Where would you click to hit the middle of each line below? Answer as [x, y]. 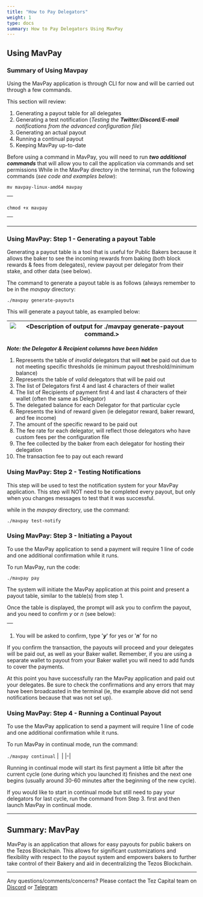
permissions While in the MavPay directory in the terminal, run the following [101, 170]
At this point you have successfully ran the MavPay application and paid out [101, 678]
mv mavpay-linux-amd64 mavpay [45, 187]
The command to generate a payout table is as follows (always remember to [101, 283]
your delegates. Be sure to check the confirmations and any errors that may [101, 685]
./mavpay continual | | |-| [39, 756]
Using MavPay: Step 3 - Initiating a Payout [70, 536]
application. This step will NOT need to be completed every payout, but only [101, 492]
